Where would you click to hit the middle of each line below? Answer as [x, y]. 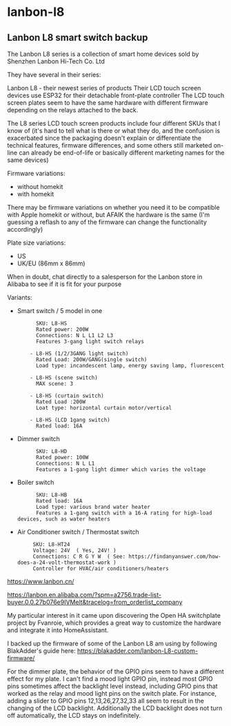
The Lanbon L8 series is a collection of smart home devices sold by [103, 54]
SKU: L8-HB [51, 495]
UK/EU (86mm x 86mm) [51, 263]
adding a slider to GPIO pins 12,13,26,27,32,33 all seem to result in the [106, 701]
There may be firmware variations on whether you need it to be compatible [113, 207]
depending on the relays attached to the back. [73, 110]
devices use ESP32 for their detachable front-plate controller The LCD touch [116, 95]
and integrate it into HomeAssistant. [58, 630]
